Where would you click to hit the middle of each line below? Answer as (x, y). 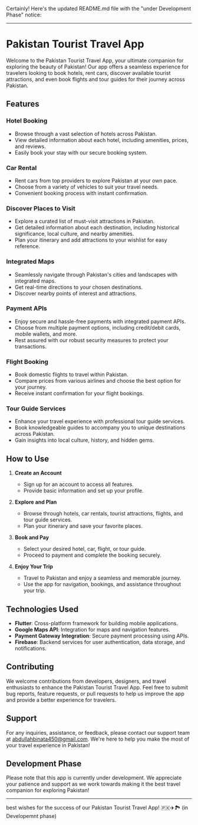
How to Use (28, 458)
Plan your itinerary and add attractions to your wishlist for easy (91, 240)
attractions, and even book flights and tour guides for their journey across (96, 79)
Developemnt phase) (32, 816)
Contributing (30, 667)
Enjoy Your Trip (34, 567)
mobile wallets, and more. (46, 334)
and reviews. (30, 146)
